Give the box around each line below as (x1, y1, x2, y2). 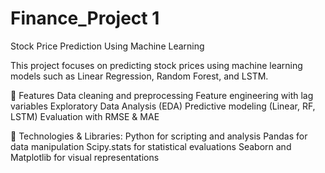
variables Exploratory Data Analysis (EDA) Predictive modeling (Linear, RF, (10, 100, 316, 112)
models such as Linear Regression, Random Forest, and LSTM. (10, 70, 269, 82)
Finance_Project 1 (10, 7, 160, 30)
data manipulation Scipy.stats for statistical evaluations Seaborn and (10, 140, 292, 152)
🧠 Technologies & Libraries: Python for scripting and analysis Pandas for (10, 130, 308, 142)
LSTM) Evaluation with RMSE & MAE (10, 110, 160, 122)
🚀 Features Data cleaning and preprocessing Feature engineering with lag (10, 89, 314, 101)
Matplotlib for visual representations (10, 151, 160, 163)
